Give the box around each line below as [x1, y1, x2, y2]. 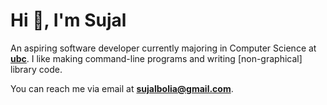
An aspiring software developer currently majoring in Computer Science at [10, 42, 317, 54]
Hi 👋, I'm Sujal [10, 9, 127, 32]
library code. [10, 63, 63, 75]
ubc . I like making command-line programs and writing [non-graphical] [10, 52, 303, 64]
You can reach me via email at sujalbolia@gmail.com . [10, 82, 234, 94]
